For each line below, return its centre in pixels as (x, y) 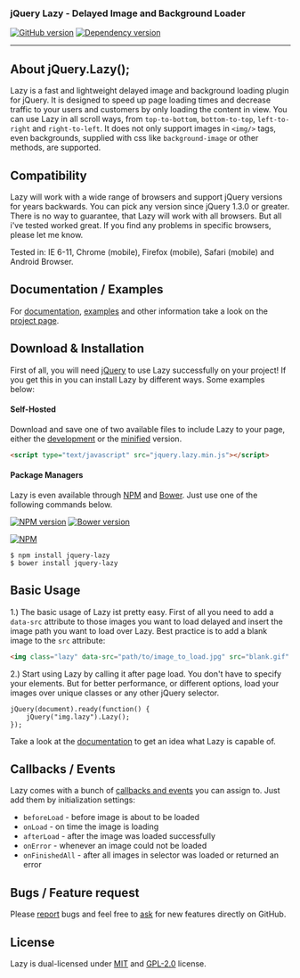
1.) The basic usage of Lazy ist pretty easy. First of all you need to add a (142, 612)
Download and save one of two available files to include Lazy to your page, (148, 429)
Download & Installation (77, 349)
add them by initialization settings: (73, 800)
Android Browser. (42, 261)
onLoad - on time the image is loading (91, 826)
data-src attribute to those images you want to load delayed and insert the (146, 621)
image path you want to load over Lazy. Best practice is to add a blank (139, 630)
